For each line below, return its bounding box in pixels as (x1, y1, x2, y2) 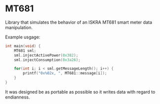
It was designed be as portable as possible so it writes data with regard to (5, 89, 156, 95)
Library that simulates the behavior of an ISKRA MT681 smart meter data (5, 19, 152, 25)
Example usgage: (5, 34, 40, 40)
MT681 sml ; (14, 48, 37, 53)
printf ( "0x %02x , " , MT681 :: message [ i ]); (23, 71, 107, 76)
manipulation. (5, 24, 33, 30)
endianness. (5, 94, 30, 100)
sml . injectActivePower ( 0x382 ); (14, 53, 79, 58)
